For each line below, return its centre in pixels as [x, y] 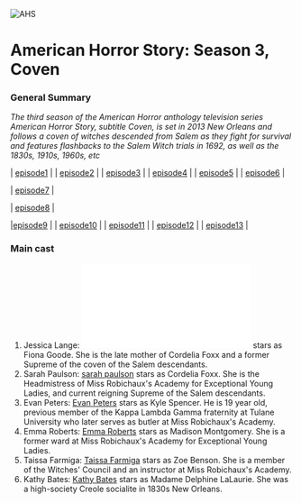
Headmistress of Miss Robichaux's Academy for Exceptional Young [148, 383]
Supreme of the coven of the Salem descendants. [115, 364]
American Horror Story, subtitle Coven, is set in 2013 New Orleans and [141, 127]
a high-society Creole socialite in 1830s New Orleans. [123, 489]
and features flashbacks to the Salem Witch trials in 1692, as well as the [145, 146]
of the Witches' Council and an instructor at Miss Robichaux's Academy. [157, 470]
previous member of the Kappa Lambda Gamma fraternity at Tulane [149, 412]
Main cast [32, 249]
